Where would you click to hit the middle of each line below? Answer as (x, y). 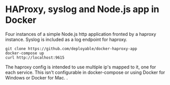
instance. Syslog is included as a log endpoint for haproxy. (66, 39)
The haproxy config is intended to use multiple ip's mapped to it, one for (81, 67)
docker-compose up (25, 53)
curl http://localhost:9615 (35, 57)
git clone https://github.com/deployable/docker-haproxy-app (71, 49)
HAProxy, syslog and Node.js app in (82, 9)
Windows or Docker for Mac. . (37, 77)
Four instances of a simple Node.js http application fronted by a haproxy (81, 34)
